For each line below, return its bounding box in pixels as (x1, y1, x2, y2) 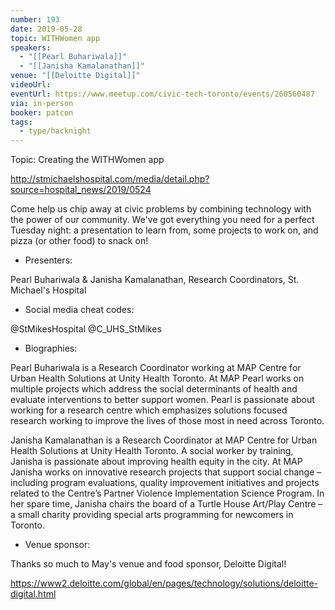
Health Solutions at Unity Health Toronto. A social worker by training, (10, 445, 294, 457)
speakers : (10, 42, 52, 53)
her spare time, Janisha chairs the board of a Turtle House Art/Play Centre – (10, 498, 323, 510)
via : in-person (10, 98, 74, 108)
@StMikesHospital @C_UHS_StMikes (10, 323, 162, 335)
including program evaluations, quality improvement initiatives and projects (10, 477, 320, 489)
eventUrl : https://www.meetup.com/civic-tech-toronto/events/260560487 (10, 89, 315, 99)
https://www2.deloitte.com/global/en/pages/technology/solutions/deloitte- (10, 577, 319, 590)
